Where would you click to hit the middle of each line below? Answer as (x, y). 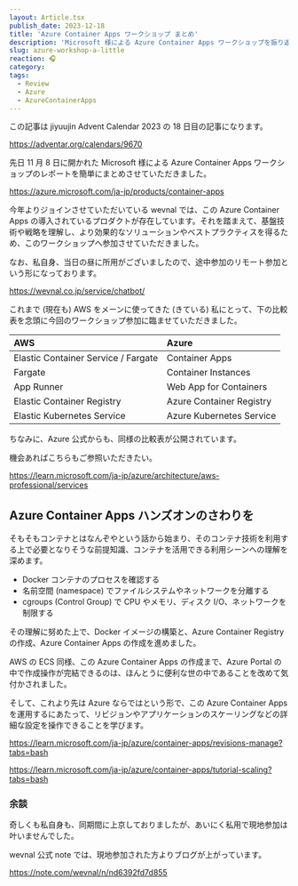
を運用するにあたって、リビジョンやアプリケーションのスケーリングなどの (145, 714)
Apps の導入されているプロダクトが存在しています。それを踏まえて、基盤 (143, 221)
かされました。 (44, 684)
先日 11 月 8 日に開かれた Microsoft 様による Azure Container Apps (131, 163)
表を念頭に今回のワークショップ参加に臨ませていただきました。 (125, 320)
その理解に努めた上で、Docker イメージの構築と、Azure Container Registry (147, 632)
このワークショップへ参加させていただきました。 (114, 243)
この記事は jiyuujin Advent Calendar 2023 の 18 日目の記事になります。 (138, 126)
